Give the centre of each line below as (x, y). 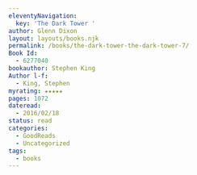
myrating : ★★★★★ (36, 91)
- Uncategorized (43, 143)
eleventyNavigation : (43, 16)
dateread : (25, 106)
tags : (17, 151)
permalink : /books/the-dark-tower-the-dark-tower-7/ (99, 46)
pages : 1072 (28, 98)
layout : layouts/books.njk (54, 38)
